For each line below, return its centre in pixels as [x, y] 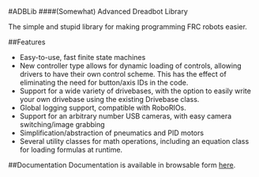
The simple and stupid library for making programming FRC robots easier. [128, 26]
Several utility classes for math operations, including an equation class [134, 141]
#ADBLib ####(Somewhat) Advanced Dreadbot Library [98, 11]
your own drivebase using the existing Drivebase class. [109, 99]
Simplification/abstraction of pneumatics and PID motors [111, 133]
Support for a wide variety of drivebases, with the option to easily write [135, 91]
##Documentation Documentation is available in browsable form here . [122, 165]
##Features [27, 42]
